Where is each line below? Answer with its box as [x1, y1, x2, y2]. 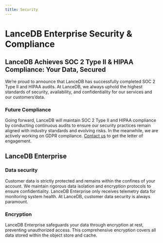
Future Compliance [5, 106, 51, 113]
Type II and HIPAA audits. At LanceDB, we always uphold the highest [5, 83, 143, 89]
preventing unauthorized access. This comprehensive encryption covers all [5, 227, 156, 233]
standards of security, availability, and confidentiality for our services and [5, 89, 152, 95]
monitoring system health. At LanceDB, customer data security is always [5, 193, 151, 199]
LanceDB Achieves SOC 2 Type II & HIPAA [5, 58, 134, 66]
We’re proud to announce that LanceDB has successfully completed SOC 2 [5, 79, 156, 84]
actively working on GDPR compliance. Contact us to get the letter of [5, 133, 144, 139]
